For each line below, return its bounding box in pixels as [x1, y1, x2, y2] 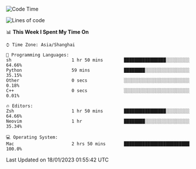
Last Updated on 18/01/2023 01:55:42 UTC [6, 156, 109, 163]
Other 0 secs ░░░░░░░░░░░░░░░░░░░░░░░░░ [6, 78, 190, 83]
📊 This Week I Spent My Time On [6, 29, 89, 35]
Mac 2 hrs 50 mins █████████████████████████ [6, 141, 190, 147]
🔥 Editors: [6, 103, 33, 109]
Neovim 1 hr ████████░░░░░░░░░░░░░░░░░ [6, 118, 190, 124]
